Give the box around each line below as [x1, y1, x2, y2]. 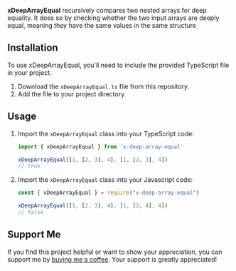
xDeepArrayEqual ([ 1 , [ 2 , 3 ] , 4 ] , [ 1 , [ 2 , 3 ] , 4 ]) [17, 156, 168, 163]
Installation [7, 42, 58, 54]
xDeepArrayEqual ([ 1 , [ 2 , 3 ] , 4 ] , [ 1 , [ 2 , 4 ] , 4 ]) [17, 203, 168, 210]
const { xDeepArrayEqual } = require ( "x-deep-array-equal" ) [17, 189, 200, 197]
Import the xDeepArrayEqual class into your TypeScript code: [17, 129, 194, 138]
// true [17, 163, 41, 170]
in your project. [7, 68, 52, 77]
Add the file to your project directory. [17, 89, 127, 98]
